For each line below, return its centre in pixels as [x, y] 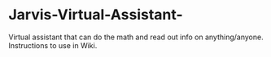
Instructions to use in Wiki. [53, 45]
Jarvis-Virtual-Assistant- [96, 15]
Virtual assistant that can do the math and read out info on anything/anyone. [136, 37]
